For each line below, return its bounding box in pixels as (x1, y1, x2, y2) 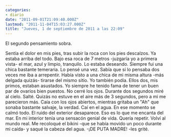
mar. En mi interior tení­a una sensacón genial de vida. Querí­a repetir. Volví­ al (5, 115, 166, 121)
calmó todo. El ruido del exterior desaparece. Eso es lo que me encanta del (5, 110, 164, 116)
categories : (5, 7, 31, 13)
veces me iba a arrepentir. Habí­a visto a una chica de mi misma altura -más (5, 72, 164, 78)
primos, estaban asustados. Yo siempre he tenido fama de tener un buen (5, 83, 159, 89)
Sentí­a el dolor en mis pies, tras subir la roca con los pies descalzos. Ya (5, 50, 156, 57)
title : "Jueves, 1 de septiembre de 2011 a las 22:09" (5, 26, 125, 32)
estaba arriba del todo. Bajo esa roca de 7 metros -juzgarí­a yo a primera (5, 56, 158, 62)
